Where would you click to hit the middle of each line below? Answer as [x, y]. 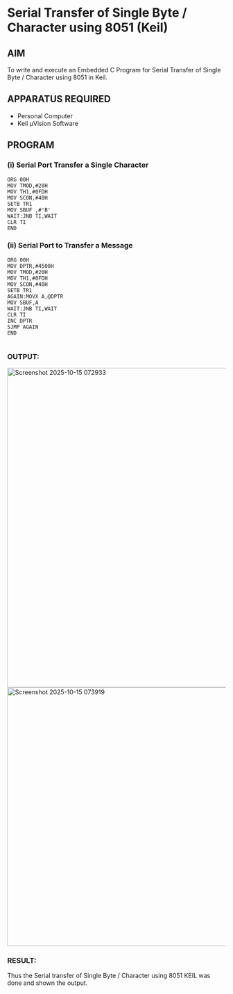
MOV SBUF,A [23, 303]
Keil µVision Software [48, 123]
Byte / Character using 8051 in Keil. [57, 77]
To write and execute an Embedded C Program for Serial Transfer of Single [114, 70]
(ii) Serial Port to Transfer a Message [70, 246]
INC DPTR [20, 321]
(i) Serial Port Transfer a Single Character [78, 165]
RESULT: [22, 961]
